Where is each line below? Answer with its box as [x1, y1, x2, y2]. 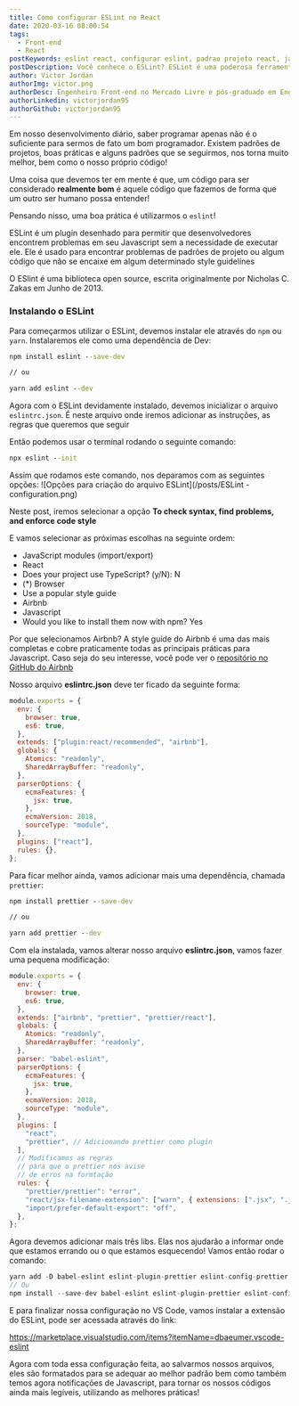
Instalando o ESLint [9, 305, 95, 317]
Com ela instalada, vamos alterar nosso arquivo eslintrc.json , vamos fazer [9, 945, 283, 956]
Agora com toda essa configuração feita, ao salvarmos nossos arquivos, [9, 1358, 275, 1369]
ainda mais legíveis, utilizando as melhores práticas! [9, 1386, 200, 1397]
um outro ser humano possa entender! [9, 193, 150, 204]
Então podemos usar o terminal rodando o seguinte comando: [9, 437, 237, 447]
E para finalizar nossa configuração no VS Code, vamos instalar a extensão [9, 1304, 286, 1315]
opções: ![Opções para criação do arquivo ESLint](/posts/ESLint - [9, 479, 250, 490]
